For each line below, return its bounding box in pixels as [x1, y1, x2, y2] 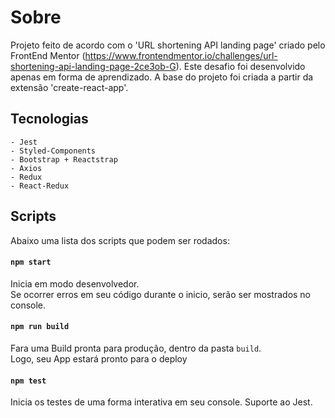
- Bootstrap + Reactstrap [10, 154, 118, 165]
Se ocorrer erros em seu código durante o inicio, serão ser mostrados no [10, 288, 312, 300]
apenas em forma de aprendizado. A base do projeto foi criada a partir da [10, 71, 314, 83]
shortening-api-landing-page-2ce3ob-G [10, 60, 177, 72]
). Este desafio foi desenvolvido [175, 60, 306, 72]
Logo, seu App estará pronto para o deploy [10, 352, 188, 365]
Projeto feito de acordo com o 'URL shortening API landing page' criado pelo [10, 39, 326, 51]
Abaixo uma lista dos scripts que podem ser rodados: [10, 234, 230, 246]
